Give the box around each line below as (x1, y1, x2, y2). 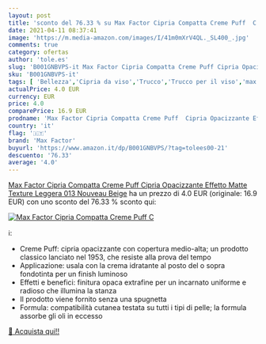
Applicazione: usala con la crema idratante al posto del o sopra (19, 261, 226, 270)
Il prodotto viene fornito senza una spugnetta (19, 294, 168, 304)
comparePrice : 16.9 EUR (8, 108, 87, 115)
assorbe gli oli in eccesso (19, 312, 103, 321)
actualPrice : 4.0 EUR (8, 85, 80, 93)
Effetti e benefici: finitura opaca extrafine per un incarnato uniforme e (19, 278, 247, 287)
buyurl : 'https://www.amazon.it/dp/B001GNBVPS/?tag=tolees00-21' (8, 144, 228, 152)
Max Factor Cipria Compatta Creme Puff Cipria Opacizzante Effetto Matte (8, 180, 248, 190)
